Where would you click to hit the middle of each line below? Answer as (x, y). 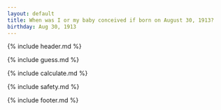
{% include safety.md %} (43, 87)
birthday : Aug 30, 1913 (42, 26)
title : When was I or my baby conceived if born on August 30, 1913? (111, 20)
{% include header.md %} (44, 47)
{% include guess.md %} (43, 60)
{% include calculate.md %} (48, 73)
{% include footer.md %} (43, 100)
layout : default (31, 14)
